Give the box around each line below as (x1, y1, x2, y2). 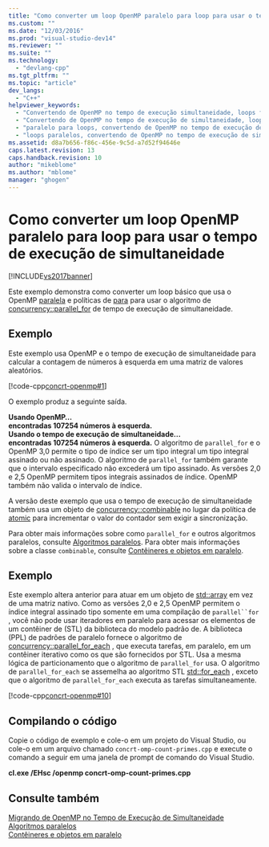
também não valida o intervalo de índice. (8, 480, 143, 490)
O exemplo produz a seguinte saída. (8, 397, 127, 406)
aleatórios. (8, 365, 43, 375)
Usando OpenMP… (8, 412, 73, 421)
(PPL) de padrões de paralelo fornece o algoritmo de (8, 633, 183, 642)
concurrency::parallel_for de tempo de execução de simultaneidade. (8, 303, 234, 313)
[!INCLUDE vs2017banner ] (8, 271, 94, 281)
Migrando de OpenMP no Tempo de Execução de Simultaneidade (8, 812, 224, 823)
